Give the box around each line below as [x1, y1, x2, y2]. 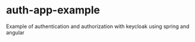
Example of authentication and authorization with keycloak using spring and [6, 23, 190, 30]
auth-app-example [6, 3, 100, 17]
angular [6, 29, 25, 36]
